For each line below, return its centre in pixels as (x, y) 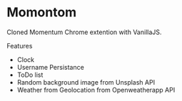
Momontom (42, 12)
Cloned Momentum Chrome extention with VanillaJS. (84, 32)
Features (20, 46)
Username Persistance (51, 67)
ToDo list (30, 75)
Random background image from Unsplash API (86, 82)
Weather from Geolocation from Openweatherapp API (96, 90)
